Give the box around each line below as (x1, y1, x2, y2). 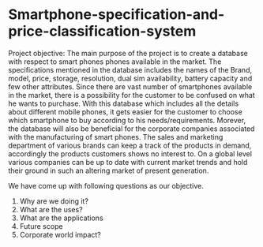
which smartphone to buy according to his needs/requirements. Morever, (8, 115, 246, 125)
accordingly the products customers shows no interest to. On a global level (8, 148, 253, 159)
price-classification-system (8, 22, 197, 40)
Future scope (19, 221, 63, 230)
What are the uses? (19, 204, 83, 214)
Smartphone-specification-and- (8, 6, 225, 24)
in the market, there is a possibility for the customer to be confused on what (8, 90, 255, 99)
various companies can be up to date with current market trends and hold (8, 157, 248, 167)
